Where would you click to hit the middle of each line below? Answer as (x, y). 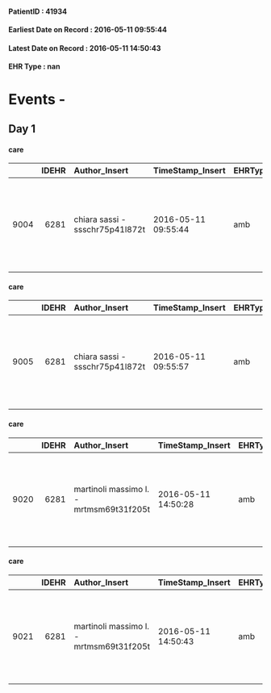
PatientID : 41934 (38, 11)
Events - (37, 99)
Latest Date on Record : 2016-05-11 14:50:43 (85, 48)
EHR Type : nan (34, 67)
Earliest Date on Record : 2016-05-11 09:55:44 (88, 30)
